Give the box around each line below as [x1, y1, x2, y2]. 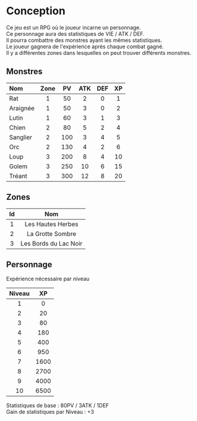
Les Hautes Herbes [24, 219, 79, 228]
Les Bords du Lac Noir [20, 239, 83, 247]
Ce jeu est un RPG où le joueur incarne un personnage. [6, 24, 141, 31]
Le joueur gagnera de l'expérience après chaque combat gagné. [6, 43, 164, 50]
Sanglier [9, 133, 33, 141]
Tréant [9, 172, 28, 180]
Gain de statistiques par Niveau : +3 [6, 408, 94, 416]
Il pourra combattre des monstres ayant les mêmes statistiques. [6, 36, 162, 44]
